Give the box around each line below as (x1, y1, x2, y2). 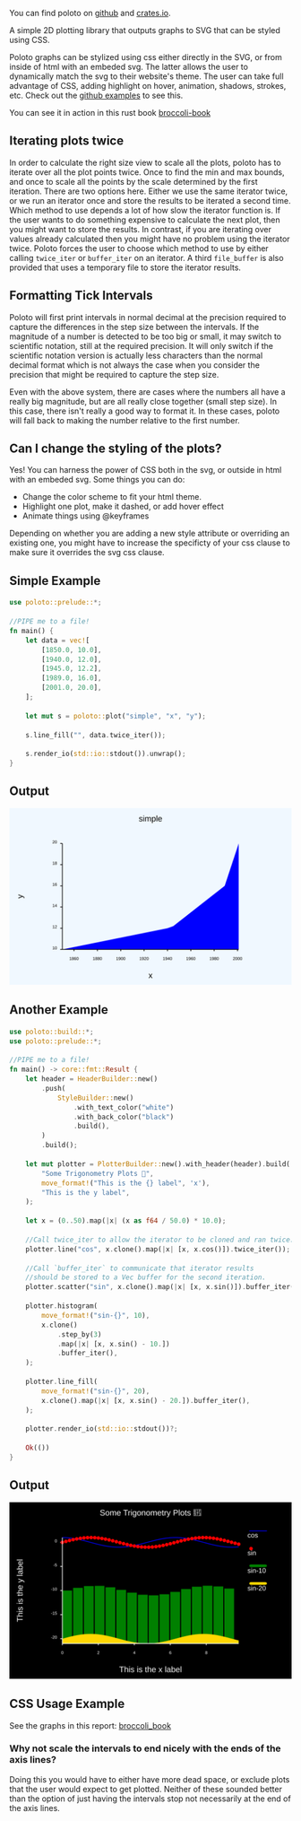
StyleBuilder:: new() (56, 1093, 134, 1102)
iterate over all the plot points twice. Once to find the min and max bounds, (9, 166, 285, 178)
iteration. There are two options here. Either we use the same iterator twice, (9, 186, 288, 196)
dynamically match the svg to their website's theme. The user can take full (9, 71, 284, 82)
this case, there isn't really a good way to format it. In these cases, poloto (9, 405, 280, 416)
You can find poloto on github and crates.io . (9, 8, 172, 18)
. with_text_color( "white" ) (73, 1102, 175, 1111)
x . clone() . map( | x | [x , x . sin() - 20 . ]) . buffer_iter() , (41, 1396, 251, 1405)
